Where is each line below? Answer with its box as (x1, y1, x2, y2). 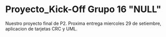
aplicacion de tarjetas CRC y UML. (5, 25, 78, 31)
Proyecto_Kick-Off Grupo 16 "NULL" (5, 4, 161, 15)
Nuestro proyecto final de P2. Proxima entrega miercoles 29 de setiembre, (5, 20, 162, 26)
